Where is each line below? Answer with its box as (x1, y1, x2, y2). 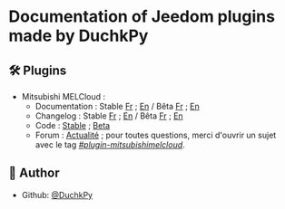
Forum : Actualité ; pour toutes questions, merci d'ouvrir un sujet (34, 129, 277, 140)
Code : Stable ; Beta (34, 120, 111, 130)
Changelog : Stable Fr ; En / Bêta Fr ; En (34, 110, 183, 121)
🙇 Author (8, 166, 60, 181)
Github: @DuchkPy (21, 189, 93, 200)
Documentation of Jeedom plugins (8, 6, 276, 27)
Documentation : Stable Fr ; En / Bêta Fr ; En (34, 101, 201, 111)
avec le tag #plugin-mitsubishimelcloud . (34, 139, 185, 150)
